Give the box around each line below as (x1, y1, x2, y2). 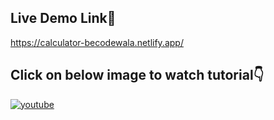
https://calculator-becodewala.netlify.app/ (10, 36, 184, 48)
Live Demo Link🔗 (10, 10, 117, 27)
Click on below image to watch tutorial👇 (10, 67, 265, 84)
